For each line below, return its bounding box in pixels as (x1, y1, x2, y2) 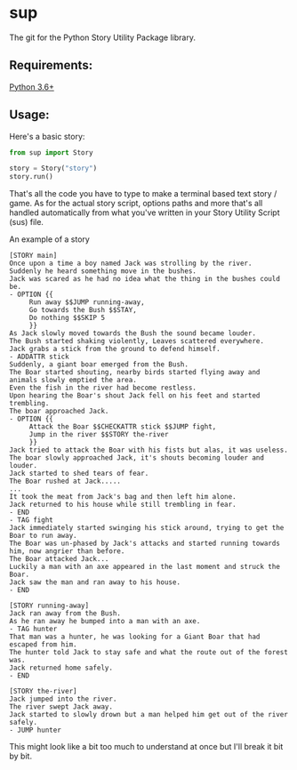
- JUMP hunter (9, 726, 62, 735)
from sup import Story (9, 148, 93, 157)
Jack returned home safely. (9, 663, 114, 673)
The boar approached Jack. (9, 407, 109, 416)
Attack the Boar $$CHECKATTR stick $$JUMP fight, (28, 422, 217, 431)
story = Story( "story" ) (9, 164, 98, 173)
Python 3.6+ (9, 81, 55, 92)
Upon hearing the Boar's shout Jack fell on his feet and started (9, 391, 261, 400)
